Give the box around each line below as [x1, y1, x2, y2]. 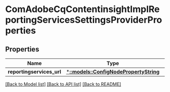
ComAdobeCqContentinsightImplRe [5, 4, 160, 15]
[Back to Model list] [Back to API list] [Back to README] [5, 81, 121, 87]
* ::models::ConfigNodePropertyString [66, 68, 160, 75]
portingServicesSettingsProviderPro [5, 14, 162, 26]
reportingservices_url [8, 68, 62, 75]
